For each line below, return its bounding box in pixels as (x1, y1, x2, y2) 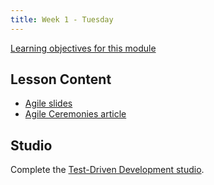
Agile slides (24, 97, 73, 110)
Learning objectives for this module (10, 42, 157, 54)
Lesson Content (10, 71, 112, 88)
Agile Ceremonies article (24, 108, 127, 120)
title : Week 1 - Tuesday (10, 14, 114, 25)
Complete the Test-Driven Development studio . (10, 164, 205, 176)
